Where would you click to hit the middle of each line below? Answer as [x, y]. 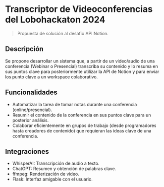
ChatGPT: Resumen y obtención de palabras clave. [64, 169]
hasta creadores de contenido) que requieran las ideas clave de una [82, 130]
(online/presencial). [32, 110]
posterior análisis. [30, 120]
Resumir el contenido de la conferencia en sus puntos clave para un [82, 115]
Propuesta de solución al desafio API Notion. [63, 33]
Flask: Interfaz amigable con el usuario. [53, 179]
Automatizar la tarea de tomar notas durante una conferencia [75, 104]
